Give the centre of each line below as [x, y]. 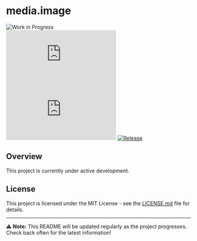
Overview [24, 157]
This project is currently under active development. [68, 171]
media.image [39, 11]
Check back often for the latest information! [59, 232]
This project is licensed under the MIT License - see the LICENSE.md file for [98, 203]
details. [15, 209]
